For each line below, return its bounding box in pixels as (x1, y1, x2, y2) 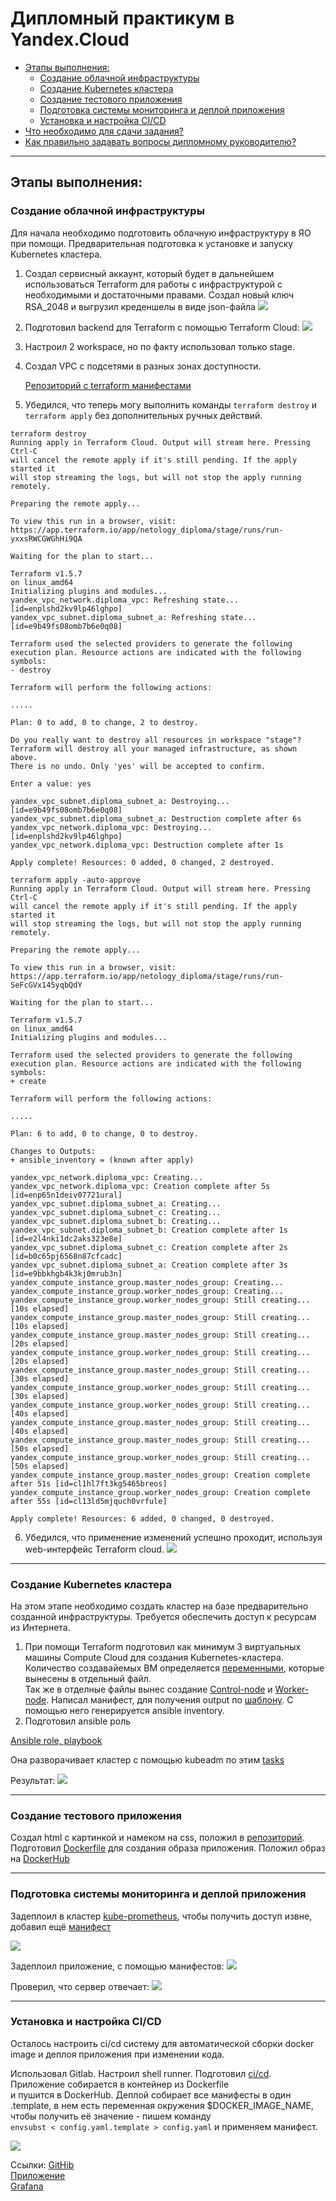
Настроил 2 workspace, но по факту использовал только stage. (24, 340, 295, 352)
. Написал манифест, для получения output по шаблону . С (46, 1693, 294, 1706)
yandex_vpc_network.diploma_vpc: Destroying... (10, 822, 213, 832)
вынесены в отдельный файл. (24, 1672, 152, 1684)
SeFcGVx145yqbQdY (10, 980, 83, 990)
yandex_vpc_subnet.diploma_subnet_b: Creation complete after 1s (10, 1225, 288, 1235)
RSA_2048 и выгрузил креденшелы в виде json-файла (24, 300, 256, 312)
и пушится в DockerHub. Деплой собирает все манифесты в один (10, 2088, 292, 2101)
